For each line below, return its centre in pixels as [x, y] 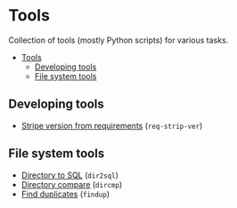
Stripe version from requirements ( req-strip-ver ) [112, 125]
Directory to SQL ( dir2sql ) [70, 175]
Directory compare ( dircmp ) [72, 184]
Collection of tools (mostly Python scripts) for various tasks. [118, 40]
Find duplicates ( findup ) [65, 194]
